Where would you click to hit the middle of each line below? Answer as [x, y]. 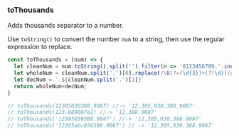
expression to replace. [40, 47]
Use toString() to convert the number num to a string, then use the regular [116, 39]
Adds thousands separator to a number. [65, 26]
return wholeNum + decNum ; [51, 86]
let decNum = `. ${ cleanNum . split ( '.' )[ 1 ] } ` [79, 80]
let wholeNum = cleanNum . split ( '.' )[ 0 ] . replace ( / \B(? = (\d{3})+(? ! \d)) [121, 73]
